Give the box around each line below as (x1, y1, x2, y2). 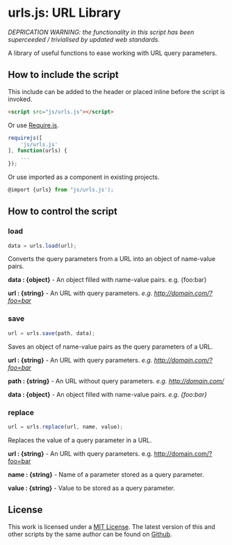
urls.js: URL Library (8, 5, 121, 21)
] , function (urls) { (8, 148, 68, 155)
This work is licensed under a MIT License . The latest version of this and (8, 522, 216, 530)
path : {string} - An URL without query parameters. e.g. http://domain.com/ (8, 377, 224, 385)
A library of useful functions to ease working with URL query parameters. (8, 49, 217, 57)
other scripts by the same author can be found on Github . (8, 530, 172, 538)
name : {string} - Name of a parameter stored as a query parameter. (8, 470, 204, 478)
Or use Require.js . (8, 120, 59, 129)
